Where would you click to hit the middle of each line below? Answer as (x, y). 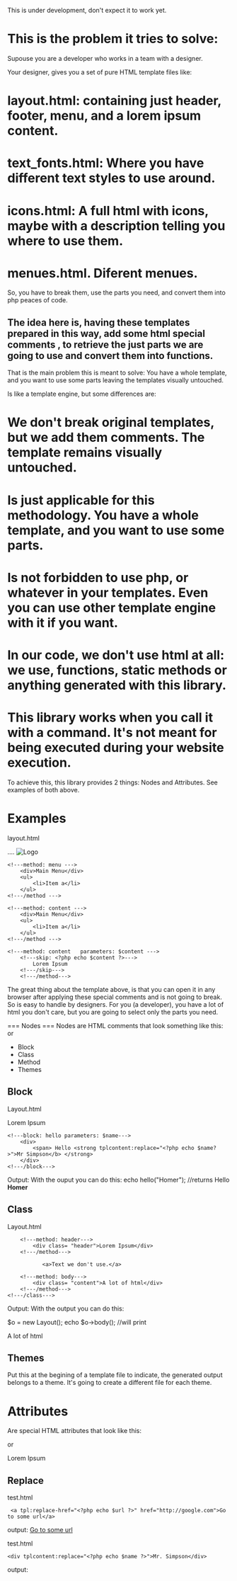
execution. (40, 763)
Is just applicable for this (81, 500)
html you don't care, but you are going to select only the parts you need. (113, 1012)
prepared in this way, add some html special (106, 333)
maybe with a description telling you (116, 226)
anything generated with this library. (117, 685)
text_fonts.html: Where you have (106, 163)
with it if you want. (63, 623)
